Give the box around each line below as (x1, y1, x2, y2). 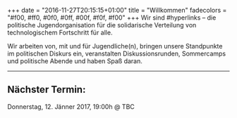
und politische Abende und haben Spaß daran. (7, 57, 143, 65)
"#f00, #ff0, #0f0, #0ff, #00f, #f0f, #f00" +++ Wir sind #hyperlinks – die (7, 13, 217, 22)
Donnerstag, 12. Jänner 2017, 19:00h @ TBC (7, 102, 135, 111)
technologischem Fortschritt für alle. (7, 28, 113, 37)
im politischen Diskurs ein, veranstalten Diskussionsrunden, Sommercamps (7, 49, 226, 58)
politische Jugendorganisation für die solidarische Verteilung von (7, 21, 197, 29)
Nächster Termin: (7, 84, 86, 96)
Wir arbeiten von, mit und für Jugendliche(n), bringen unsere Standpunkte (7, 42, 223, 50)
